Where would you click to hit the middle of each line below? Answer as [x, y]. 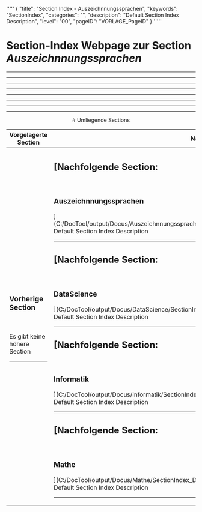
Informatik [71, 379]
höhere [19, 343]
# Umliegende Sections [101, 120]
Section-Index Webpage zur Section [99, 46]
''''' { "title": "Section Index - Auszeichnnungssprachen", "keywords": [92, 9]
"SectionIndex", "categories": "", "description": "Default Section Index [93, 15]
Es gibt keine [27, 336]
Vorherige [26, 299]
